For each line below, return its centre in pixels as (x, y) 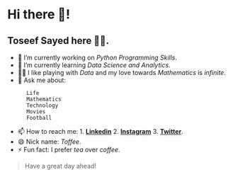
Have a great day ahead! (61, 166)
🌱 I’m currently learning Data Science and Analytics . (94, 65)
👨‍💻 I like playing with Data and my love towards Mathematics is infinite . (122, 73)
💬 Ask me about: (41, 80)
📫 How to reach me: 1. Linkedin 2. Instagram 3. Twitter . (100, 131)
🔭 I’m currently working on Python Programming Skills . (97, 57)
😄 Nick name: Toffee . (49, 142)
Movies (36, 112)
